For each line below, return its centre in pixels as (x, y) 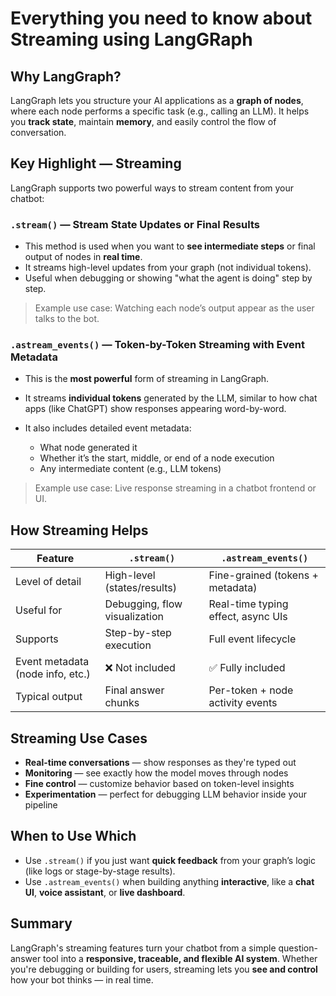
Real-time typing (248, 604)
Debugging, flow (143, 604)
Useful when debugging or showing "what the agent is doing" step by (168, 278)
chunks (122, 703)
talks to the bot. (67, 319)
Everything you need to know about (161, 18)
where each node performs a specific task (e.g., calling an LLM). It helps (160, 111)
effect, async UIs (248, 617)
